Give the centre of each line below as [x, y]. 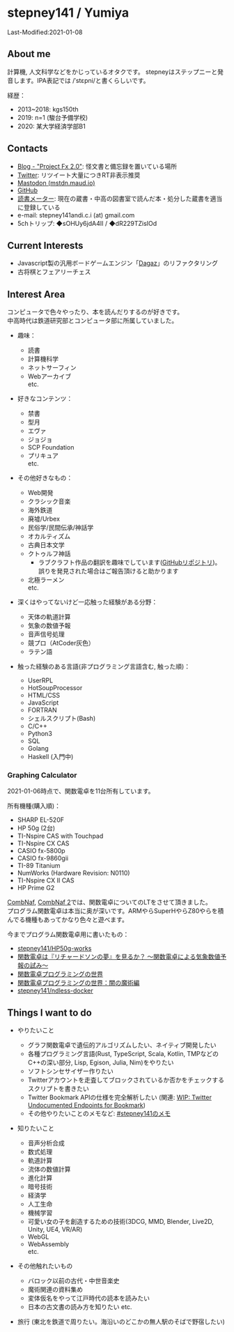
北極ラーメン [46, 580]
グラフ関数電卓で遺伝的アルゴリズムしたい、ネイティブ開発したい [122, 1045]
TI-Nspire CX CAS [43, 843]
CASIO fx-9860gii [42, 858]
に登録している [39, 207]
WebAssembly [48, 1244]
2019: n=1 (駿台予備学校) [53, 117]
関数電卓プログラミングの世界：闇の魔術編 [78, 983]
